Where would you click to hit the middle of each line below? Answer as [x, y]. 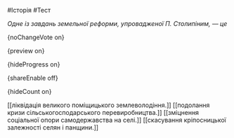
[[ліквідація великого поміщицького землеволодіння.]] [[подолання [109, 105]
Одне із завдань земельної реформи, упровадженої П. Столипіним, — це [117, 23]
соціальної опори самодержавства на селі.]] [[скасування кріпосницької [117, 120]
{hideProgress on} [34, 64]
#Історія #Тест [29, 10]
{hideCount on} [30, 91]
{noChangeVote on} [36, 37]
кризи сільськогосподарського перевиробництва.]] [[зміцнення [103, 112]
